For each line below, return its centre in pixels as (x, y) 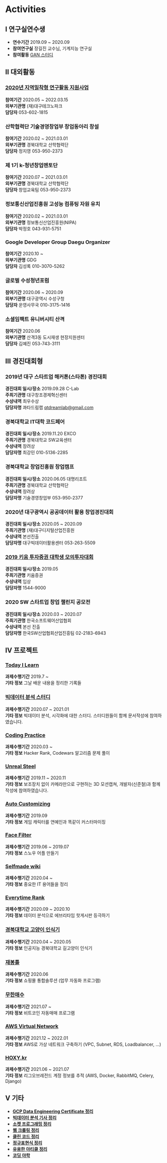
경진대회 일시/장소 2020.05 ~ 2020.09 (44, 524)
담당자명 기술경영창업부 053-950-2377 (44, 497)
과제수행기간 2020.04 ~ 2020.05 (38, 941)
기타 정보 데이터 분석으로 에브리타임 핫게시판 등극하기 (58, 915)
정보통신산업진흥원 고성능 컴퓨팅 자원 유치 (53, 204)
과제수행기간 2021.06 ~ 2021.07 (37, 1069)
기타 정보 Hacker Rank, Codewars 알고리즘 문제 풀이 (58, 753)
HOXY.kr (16, 1057)
